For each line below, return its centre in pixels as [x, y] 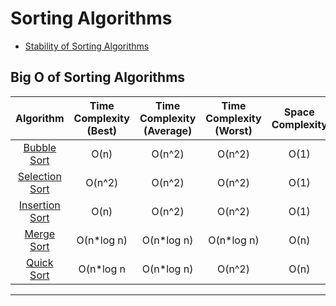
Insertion [39, 205]
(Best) [101, 130]
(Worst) [233, 130]
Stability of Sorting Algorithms [87, 46]
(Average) [168, 130]
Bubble [40, 147]
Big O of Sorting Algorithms [98, 77]
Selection [39, 176]
